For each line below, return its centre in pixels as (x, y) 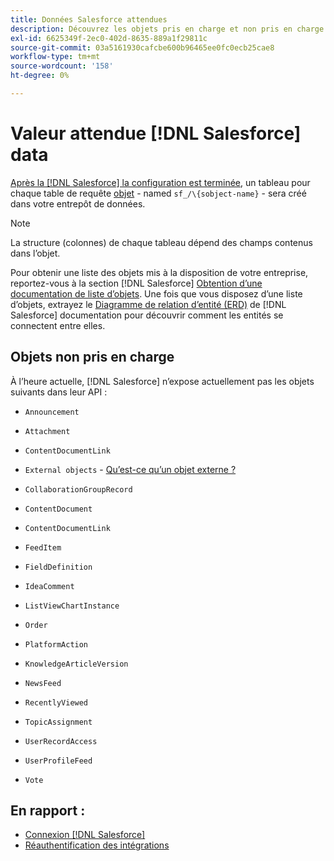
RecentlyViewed (56, 702)
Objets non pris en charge (92, 357)
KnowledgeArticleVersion (76, 664)
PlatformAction (56, 644)
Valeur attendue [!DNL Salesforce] (156, 133)
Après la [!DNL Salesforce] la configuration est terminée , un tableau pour (160, 182)
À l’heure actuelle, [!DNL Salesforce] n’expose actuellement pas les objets (162, 381)
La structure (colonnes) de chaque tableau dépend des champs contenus (161, 242)
